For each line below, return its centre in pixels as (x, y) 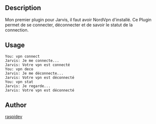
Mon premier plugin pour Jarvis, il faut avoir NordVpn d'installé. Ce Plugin (78, 19)
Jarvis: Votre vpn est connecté (37, 65)
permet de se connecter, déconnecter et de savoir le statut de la (69, 25)
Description (23, 8)
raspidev (14, 117)
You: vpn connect (22, 56)
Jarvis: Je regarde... (28, 86)
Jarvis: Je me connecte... (32, 61)
